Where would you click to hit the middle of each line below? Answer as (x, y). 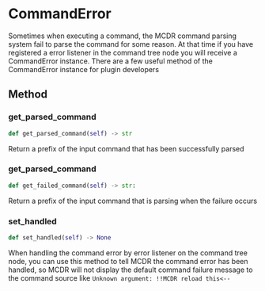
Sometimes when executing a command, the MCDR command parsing (123, 36)
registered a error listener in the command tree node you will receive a (123, 52)
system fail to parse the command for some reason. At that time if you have (131, 44)
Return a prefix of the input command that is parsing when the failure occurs (133, 201)
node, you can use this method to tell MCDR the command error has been (128, 261)
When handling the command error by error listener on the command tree (128, 253)
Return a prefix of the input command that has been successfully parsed (126, 148)
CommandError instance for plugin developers (84, 69)
